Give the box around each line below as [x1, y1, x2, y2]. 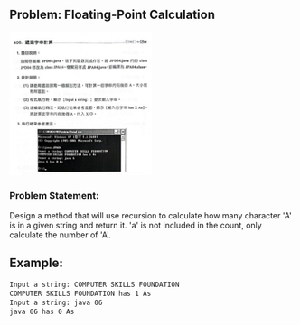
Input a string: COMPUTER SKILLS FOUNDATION [9, 280, 180, 290]
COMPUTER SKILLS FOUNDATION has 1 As [9, 289, 152, 299]
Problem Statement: [9, 190, 99, 202]
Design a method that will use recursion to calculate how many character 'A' [9, 209, 292, 220]
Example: [9, 255, 63, 270]
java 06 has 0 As [9, 307, 75, 317]
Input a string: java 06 [9, 298, 103, 308]
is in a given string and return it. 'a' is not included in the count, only [9, 219, 262, 230]
